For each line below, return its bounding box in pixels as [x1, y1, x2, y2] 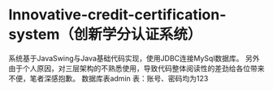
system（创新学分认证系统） [8, 26, 202, 43]
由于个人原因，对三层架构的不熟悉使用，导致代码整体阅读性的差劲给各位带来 [8, 63, 265, 73]
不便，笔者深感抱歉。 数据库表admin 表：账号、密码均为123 [8, 73, 209, 83]
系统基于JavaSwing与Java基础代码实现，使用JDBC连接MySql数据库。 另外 [8, 53, 260, 63]
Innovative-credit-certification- [8, 6, 227, 24]
